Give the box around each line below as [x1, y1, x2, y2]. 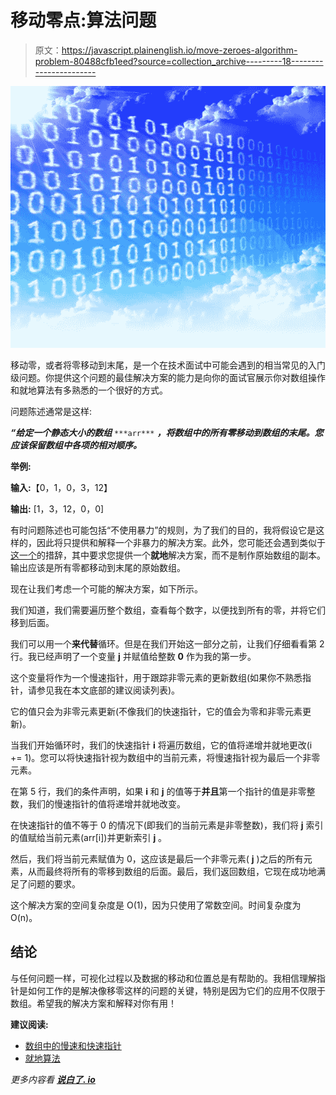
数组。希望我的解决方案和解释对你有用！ [10, 997, 177, 1009]
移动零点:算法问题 [10, 9, 157, 32]
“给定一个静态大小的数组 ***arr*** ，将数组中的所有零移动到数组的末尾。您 [10, 427, 324, 439]
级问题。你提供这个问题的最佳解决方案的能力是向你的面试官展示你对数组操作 [10, 372, 326, 384]
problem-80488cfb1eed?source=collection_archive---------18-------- [34, 55, 324, 67]
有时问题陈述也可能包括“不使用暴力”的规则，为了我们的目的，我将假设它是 [10, 524, 317, 536]
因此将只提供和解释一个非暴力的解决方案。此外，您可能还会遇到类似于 [36, 537, 326, 549]
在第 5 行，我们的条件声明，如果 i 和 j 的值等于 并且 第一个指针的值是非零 [10, 786, 307, 798]
